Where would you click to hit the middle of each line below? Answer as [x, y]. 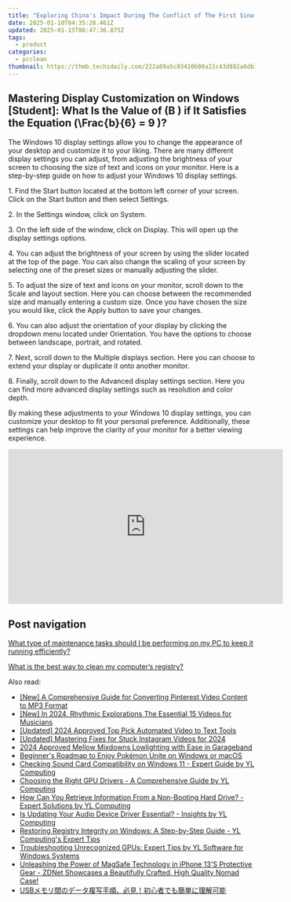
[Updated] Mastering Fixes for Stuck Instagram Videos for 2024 [122, 739]
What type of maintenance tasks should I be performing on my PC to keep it [131, 643]
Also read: [25, 682]
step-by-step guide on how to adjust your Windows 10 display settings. [123, 175]
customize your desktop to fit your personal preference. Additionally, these [129, 421]
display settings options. [48, 237]
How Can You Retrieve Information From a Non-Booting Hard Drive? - [132, 797]
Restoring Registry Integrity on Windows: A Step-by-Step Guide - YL [130, 831]
